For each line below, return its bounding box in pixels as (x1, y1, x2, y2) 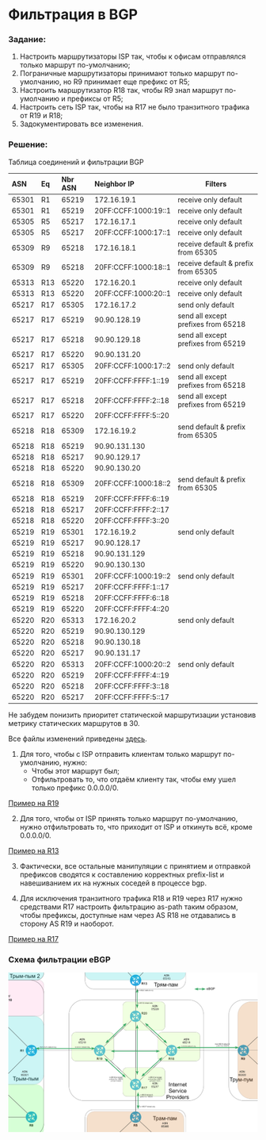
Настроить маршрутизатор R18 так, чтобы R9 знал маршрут (19, 86, 223, 95)
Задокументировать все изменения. (19, 119, 144, 129)
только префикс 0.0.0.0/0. (31, 783, 119, 793)
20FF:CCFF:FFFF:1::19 (94, 376, 170, 386)
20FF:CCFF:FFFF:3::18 (94, 681, 170, 691)
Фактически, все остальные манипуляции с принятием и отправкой (19, 861, 251, 870)
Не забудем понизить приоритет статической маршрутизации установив (8, 710, 256, 720)
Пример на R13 (8, 846, 59, 855)
